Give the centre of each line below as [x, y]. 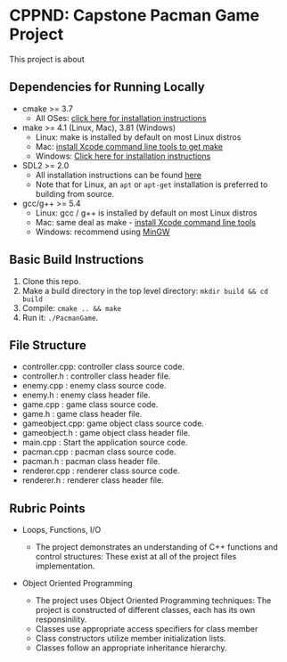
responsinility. [61, 619]
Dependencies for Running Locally [107, 87]
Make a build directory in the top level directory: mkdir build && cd [145, 290]
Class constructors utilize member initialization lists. [131, 639]
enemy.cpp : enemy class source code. [94, 386]
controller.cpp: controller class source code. [103, 367]
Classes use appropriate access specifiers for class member [147, 629]
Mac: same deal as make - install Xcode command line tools [146, 222]
